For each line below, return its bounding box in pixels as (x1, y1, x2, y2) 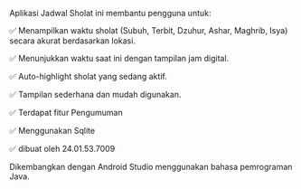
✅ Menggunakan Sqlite (9, 126, 96, 136)
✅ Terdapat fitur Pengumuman (9, 108, 124, 118)
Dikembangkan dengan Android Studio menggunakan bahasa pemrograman (9, 162, 293, 172)
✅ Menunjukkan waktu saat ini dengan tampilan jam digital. (9, 53, 230, 63)
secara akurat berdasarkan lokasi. (9, 35, 136, 46)
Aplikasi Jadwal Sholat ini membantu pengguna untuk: (9, 8, 212, 18)
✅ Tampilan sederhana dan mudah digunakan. (9, 90, 182, 99)
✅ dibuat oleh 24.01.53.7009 (9, 144, 116, 154)
